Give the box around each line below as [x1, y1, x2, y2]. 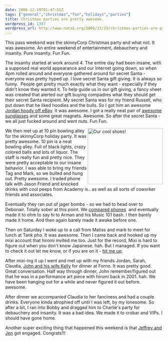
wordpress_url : [5, 26, 37, 31]
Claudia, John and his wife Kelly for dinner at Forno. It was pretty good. [5, 263, 152, 269]
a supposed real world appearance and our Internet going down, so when [5, 65, 157, 71]
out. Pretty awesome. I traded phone [5, 176, 81, 182]
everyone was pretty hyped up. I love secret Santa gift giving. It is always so [5, 76, 162, 82]
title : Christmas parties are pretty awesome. [5, 16, 104, 21]
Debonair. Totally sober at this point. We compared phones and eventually [5, 207, 159, 213]
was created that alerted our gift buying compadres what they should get [5, 92, 156, 98]
